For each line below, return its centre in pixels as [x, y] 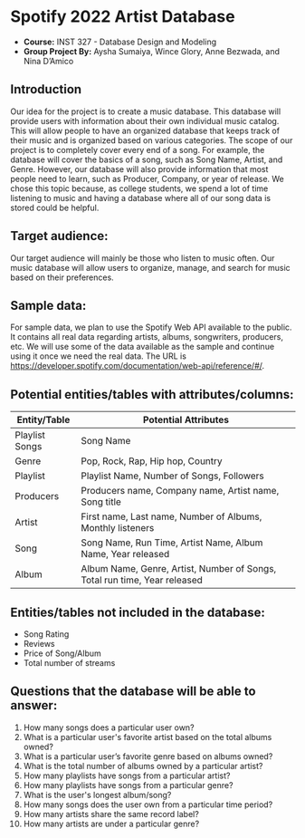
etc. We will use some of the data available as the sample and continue [143, 347]
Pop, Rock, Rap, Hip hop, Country [152, 461]
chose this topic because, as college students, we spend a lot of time [139, 188]
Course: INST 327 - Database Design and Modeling [120, 42]
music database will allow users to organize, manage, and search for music [150, 267]
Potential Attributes [186, 420]
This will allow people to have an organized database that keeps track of [145, 130]
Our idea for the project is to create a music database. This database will [146, 111]
